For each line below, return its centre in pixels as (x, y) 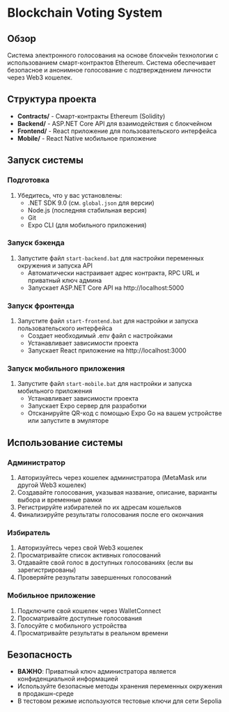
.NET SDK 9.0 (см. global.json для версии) (91, 203)
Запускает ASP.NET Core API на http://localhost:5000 (106, 288)
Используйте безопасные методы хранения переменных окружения (120, 686)
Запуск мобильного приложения (66, 369)
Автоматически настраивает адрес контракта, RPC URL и (113, 272)
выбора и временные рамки (60, 500)
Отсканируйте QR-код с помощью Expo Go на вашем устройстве (125, 413)
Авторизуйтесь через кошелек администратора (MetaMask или (112, 478)
